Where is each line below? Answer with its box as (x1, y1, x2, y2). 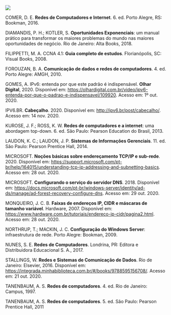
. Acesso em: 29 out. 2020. (102, 190, 160, 196)
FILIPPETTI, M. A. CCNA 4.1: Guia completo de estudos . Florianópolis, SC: (5, 51, 162, 56)
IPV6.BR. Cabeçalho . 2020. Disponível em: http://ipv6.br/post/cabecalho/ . (5, 107, 161, 113)
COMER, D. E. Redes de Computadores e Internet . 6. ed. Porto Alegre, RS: (5, 14, 162, 20)
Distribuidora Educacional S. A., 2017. (5, 247, 84, 253)
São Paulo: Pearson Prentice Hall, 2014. (5, 143, 88, 149)
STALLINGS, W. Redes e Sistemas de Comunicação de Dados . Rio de (5, 257, 152, 263)
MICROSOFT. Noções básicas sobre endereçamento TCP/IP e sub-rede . (5, 153, 160, 159)
